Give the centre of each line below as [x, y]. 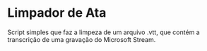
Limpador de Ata [57, 13]
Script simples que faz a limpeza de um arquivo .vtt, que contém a [103, 32]
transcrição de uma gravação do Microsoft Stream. [82, 39]
